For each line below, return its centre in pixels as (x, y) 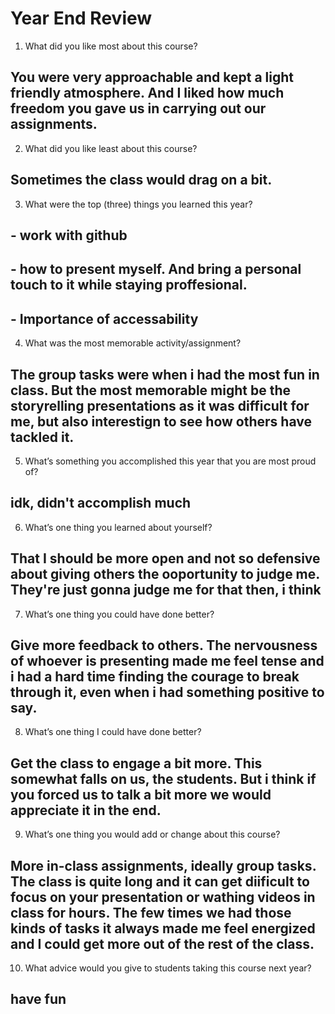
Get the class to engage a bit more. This (136, 763)
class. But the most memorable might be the (150, 390)
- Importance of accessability (104, 318)
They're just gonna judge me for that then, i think (166, 590)
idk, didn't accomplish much (101, 503)
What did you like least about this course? (111, 148)
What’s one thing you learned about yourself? (118, 527)
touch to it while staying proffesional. (129, 285)
